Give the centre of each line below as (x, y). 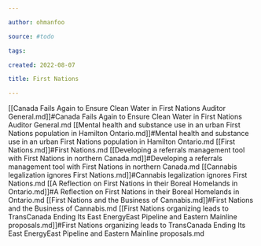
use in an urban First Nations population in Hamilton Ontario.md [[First (122, 141)
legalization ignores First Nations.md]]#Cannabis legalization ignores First (128, 175)
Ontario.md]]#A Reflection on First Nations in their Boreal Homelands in (124, 192)
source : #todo (31, 36)
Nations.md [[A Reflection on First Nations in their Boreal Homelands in (123, 184)
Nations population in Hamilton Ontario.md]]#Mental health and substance (129, 134)
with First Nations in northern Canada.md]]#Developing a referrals (115, 159)
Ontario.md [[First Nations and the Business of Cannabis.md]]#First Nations (131, 200)
